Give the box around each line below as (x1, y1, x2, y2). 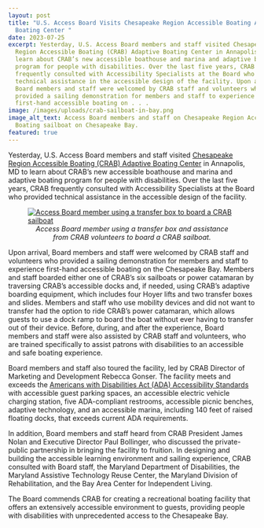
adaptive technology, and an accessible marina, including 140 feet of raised (8, 404, 253, 414)
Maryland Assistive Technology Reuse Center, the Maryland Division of (8, 470, 238, 480)
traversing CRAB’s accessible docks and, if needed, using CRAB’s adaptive (8, 281, 250, 290)
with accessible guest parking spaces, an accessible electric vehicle (8, 388, 230, 397)
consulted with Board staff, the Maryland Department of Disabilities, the (8, 462, 240, 471)
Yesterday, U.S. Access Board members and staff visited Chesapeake (8, 150, 233, 160)
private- (214, 437, 241, 446)
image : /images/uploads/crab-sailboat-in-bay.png (8, 107, 174, 115)
